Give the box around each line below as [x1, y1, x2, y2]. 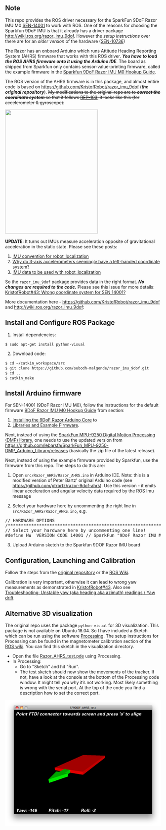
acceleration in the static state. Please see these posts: [5, 243, 118, 249]
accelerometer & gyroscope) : [5, 99, 65, 106]
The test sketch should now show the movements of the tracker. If [19, 669, 155, 675]
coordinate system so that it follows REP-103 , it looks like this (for [5, 94, 140, 100]
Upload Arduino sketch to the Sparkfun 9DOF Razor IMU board [12, 542, 141, 548]
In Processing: [12, 658, 42, 664]
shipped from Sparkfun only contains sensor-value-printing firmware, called [5, 63, 161, 69]
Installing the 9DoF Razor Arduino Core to [12, 417, 97, 423]
